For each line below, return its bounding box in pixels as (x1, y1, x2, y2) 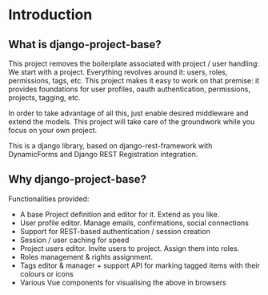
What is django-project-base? (8, 38, 162, 51)
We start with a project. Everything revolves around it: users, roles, (8, 67, 228, 77)
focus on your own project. (8, 126, 98, 135)
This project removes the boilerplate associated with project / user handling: (8, 59, 260, 68)
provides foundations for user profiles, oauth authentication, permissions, (8, 84, 250, 94)
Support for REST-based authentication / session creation (19, 226, 210, 236)
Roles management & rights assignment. (19, 252, 154, 261)
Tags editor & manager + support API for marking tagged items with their (19, 261, 260, 270)
